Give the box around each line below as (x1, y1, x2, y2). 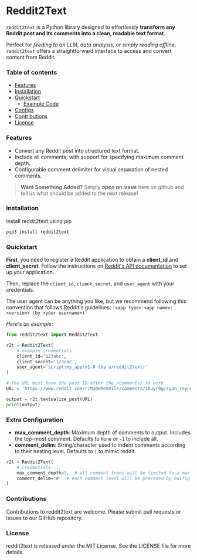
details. (6, 548, 24, 555)
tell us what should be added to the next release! (20, 190, 139, 197)
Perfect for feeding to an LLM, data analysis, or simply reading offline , (6, 41, 176, 48)
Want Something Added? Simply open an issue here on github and (20, 183, 184, 190)
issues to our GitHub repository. (6, 514, 83, 521)
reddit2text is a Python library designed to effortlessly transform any (6, 23, 176, 31)
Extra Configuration (6, 416, 63, 424)
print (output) (6, 402, 41, 407)
